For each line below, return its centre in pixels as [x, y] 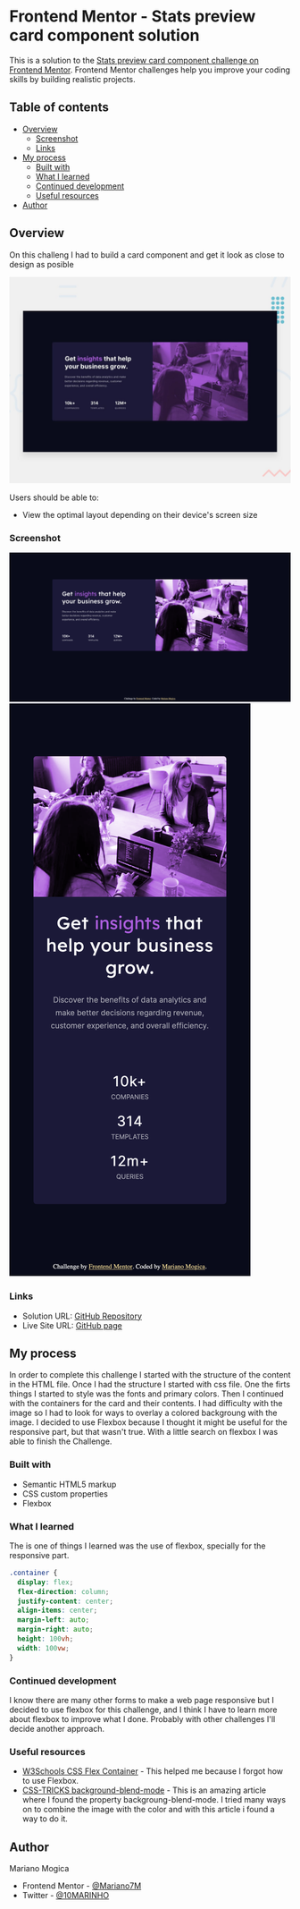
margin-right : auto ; [55, 1630]
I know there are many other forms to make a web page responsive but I [142, 1700]
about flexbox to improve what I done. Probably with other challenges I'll [142, 1719]
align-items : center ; [58, 1611]
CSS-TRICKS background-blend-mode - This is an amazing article [144, 1790]
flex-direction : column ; [63, 1591]
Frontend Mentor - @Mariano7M [82, 1886]
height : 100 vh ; [46, 1639]
